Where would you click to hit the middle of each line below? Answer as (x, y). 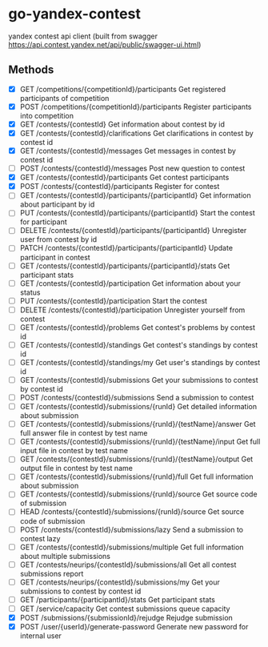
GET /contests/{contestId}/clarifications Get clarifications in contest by (136, 133)
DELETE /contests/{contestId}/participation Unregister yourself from (132, 310)
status (30, 292)
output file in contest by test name (76, 468)
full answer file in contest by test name (84, 433)
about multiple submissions (65, 556)
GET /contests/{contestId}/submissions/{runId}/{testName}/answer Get (138, 424)
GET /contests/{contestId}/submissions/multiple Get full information (132, 547)
